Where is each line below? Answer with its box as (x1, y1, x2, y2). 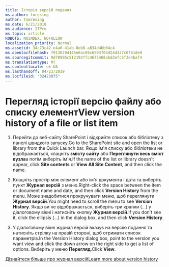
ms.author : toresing (5, 12, 49, 17)
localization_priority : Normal (5, 41, 72, 46)
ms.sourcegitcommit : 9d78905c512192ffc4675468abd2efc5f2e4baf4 (5, 55, 143, 60)
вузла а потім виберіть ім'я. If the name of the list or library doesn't (12, 156, 154, 162)
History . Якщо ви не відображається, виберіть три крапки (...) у (12, 203, 152, 209)
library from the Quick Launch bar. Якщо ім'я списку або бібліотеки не (12, 145, 163, 151)
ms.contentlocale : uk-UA (5, 64, 58, 69)
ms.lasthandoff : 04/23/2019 (5, 69, 65, 74)
